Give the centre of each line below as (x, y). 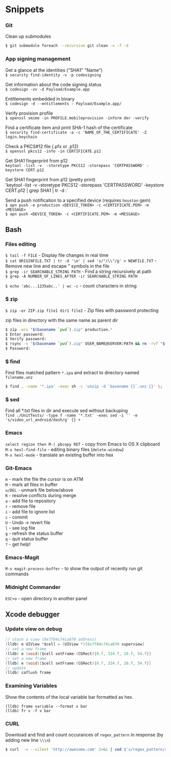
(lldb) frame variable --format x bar (46, 706)
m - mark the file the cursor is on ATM (44, 479)
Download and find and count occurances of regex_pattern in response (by (84, 735)
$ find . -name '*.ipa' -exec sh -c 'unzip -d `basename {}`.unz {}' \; (84, 386)
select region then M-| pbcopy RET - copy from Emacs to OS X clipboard (83, 444)
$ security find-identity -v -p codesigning (53, 75)
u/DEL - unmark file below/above (39, 490)
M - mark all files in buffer (32, 485)
